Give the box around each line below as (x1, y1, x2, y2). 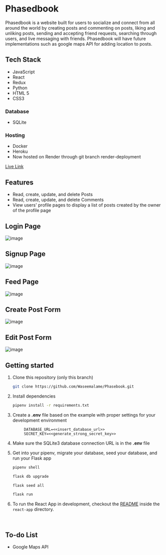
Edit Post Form (5, 333, 52, 341)
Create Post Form (5, 305, 61, 314)
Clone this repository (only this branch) (12, 375, 94, 381)
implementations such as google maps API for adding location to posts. (5, 41, 152, 47)
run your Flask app (12, 455, 52, 461)
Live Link (5, 163, 24, 169)
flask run (12, 492, 34, 497)
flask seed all (12, 483, 45, 488)
